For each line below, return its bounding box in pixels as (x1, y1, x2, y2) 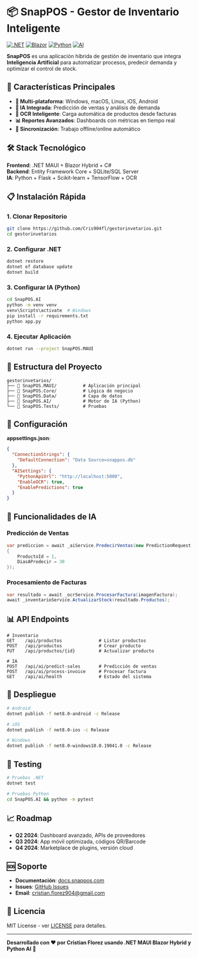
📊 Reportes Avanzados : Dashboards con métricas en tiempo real (15, 116, 175, 124)
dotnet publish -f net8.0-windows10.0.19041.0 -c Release (6, 743, 152, 749)
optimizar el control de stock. (6, 65, 78, 72)
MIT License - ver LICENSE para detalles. (6, 922, 107, 929)
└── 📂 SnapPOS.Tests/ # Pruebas (6, 403, 108, 409)
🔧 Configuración (6, 419, 68, 429)
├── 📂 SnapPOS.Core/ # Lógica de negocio (6, 388, 133, 394)
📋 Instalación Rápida (6, 192, 86, 202)
